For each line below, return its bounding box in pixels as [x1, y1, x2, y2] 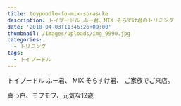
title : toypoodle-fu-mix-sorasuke [7, 10, 109, 18]
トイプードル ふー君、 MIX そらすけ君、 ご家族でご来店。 [7, 76, 174, 84]
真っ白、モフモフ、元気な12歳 [7, 91, 94, 99]
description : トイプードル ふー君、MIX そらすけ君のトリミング [7, 17, 175, 24]
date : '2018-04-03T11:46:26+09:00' [7, 23, 112, 30]
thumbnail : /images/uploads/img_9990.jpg [7, 29, 131, 37]
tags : [7, 50, 23, 57]
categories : [7, 37, 42, 44]
